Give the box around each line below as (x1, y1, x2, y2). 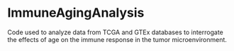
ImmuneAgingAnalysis (7, 5, 145, 21)
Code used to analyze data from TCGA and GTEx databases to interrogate (7, 28, 223, 36)
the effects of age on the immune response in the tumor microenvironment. (7, 35, 227, 43)
